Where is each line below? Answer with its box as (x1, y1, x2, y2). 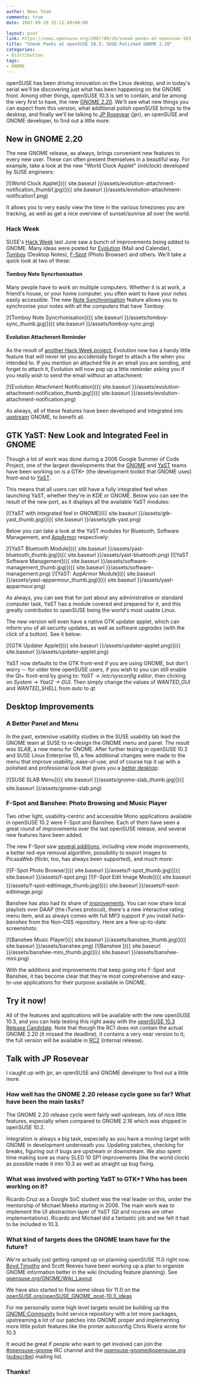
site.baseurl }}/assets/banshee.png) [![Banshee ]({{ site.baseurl (6, 942, 161, 949)
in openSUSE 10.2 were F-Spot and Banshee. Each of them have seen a (6, 819, 180, 826)
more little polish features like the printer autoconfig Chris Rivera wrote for (6, 1323, 187, 1330)
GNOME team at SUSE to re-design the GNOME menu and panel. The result (6, 739, 190, 746)
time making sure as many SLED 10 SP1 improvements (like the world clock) (6, 1154, 190, 1161)
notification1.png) (6, 192, 48, 199)
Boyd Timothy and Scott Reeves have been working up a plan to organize (6, 1263, 184, 1270)
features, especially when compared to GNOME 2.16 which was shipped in (6, 1117, 187, 1124)
